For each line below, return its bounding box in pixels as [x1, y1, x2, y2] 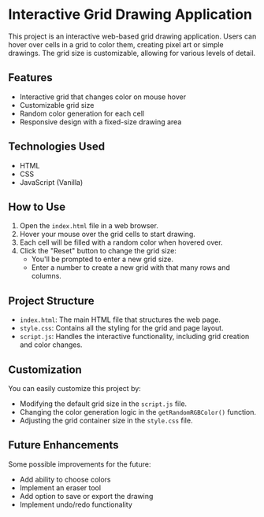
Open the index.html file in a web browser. [19, 221, 159, 231]
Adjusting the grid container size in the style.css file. [19, 415, 193, 425]
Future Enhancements [8, 438, 120, 452]
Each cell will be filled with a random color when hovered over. [19, 238, 223, 247]
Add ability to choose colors [19, 475, 111, 484]
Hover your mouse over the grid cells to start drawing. [19, 230, 195, 239]
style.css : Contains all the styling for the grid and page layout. [19, 323, 224, 333]
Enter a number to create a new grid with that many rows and [31, 263, 230, 272]
